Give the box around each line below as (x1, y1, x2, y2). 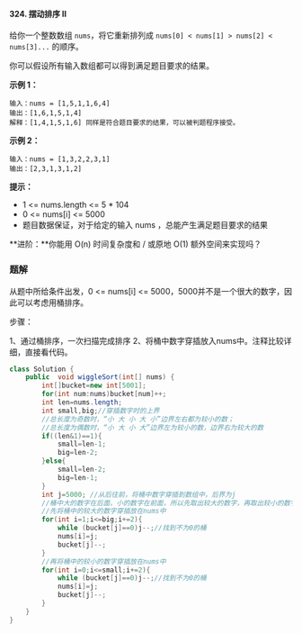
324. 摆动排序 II (9, 8, 67, 19)
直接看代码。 (24, 347, 73, 357)
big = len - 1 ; (57, 473, 99, 482)
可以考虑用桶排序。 (16, 297, 88, 308)
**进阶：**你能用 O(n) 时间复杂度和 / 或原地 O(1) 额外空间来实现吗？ (9, 239, 262, 249)
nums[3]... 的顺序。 (9, 41, 84, 52)
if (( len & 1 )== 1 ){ (41, 431, 102, 440)
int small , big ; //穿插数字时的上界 (41, 406, 160, 415)
